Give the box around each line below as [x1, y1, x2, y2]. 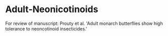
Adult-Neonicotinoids [5, 4, 99, 15]
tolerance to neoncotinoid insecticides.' [5, 25, 88, 31]
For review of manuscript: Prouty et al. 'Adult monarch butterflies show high [5, 20, 163, 26]
